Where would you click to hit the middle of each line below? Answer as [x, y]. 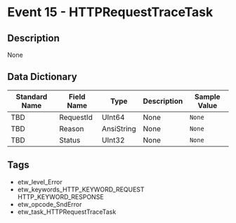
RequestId [76, 117]
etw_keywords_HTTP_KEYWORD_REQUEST [81, 189]
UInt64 [113, 117]
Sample [207, 97]
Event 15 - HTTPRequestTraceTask [110, 12]
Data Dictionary [42, 77]
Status [70, 140]
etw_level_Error [40, 182]
